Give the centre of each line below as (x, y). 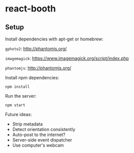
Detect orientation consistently (44, 129)
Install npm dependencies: (32, 77)
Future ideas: (19, 114)
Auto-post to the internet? (39, 135)
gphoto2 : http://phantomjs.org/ (36, 49)
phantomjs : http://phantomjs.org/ (38, 68)
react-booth (31, 9)
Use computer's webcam (38, 145)
